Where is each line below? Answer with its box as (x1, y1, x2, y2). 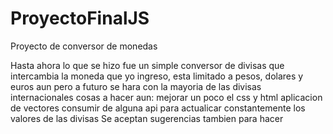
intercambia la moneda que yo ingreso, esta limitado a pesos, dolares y (10, 70, 304, 82)
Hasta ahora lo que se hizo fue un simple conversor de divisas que (10, 59, 285, 71)
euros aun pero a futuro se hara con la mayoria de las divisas (10, 80, 262, 92)
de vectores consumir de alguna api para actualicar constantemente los (10, 102, 306, 114)
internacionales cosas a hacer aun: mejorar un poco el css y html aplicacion (10, 91, 323, 103)
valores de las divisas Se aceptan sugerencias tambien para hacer (10, 112, 284, 124)
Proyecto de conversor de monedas (10, 40, 158, 52)
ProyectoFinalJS (10, 7, 150, 30)
